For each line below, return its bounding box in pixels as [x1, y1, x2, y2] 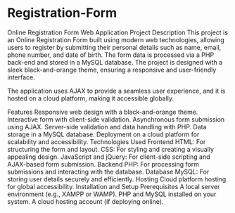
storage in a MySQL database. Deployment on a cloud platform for [7, 130, 200, 138]
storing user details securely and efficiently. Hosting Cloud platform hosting [7, 174, 227, 183]
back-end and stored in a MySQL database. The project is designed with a [7, 58, 223, 66]
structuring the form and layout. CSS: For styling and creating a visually [7, 145, 215, 153]
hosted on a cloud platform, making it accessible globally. [7, 93, 174, 103]
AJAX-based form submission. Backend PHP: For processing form [7, 160, 199, 168]
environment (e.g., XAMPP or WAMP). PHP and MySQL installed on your [7, 190, 217, 198]
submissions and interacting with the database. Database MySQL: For [7, 167, 210, 176]
